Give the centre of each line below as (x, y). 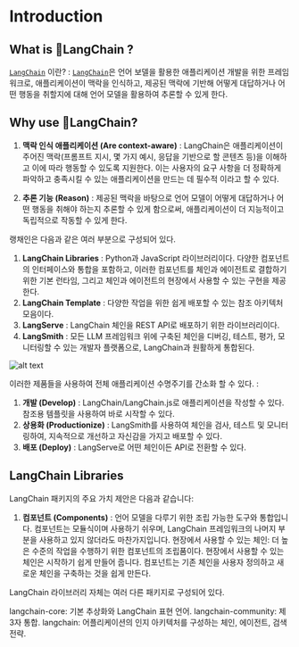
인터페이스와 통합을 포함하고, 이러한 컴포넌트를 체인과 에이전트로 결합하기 (159, 269)
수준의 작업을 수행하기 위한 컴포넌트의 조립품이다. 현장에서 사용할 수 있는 (158, 551)
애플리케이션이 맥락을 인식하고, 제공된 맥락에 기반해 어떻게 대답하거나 (156, 83)
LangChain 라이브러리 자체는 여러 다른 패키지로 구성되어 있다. (117, 592)
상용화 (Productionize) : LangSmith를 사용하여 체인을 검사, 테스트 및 (143, 425)
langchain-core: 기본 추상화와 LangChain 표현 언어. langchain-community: (143, 611)
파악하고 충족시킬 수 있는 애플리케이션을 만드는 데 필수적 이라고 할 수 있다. (150, 178)
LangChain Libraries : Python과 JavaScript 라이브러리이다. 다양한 (140, 258)
